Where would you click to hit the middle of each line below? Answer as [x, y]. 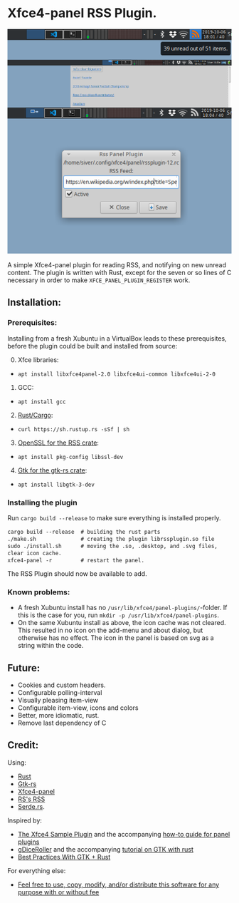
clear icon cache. [34, 553]
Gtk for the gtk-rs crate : [52, 470]
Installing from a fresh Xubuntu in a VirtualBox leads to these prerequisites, [117, 338]
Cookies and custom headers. [62, 685]
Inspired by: [25, 820]
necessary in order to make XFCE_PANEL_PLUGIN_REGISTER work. [99, 280]
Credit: [23, 745]
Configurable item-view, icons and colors [78, 708]
